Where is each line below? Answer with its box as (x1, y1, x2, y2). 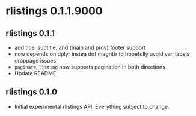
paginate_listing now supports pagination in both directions (14, 63, 166, 70)
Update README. (14, 70, 58, 76)
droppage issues (14, 57, 57, 64)
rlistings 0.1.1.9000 (5, 4, 103, 18)
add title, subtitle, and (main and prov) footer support (14, 44, 146, 51)
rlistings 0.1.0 (5, 87, 58, 97)
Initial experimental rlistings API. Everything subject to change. (14, 103, 170, 110)
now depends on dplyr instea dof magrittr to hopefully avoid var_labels (14, 50, 190, 58)
